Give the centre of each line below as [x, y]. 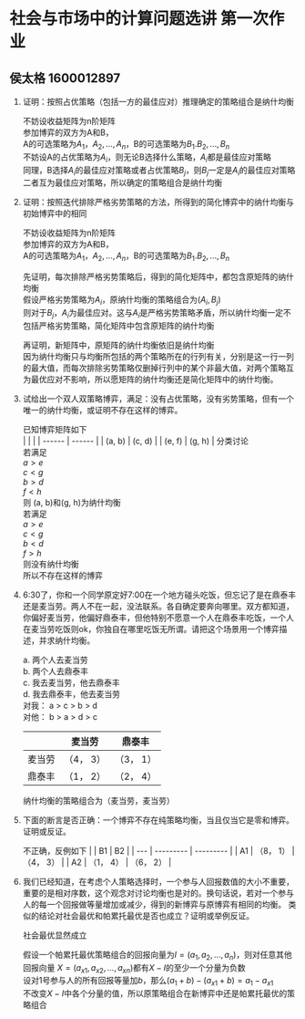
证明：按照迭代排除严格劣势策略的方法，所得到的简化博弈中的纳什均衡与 [158, 203]
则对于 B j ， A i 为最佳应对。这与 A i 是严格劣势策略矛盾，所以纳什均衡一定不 [157, 313]
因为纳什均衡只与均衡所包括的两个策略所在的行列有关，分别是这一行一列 [158, 356]
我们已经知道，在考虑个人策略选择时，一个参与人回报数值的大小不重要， [158, 881]
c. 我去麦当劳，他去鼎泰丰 [71, 682]
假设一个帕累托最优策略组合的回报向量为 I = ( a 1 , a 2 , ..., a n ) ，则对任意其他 [158, 956]
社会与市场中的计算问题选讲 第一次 [139, 19]
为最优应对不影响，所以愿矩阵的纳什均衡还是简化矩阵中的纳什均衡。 [150, 379]
